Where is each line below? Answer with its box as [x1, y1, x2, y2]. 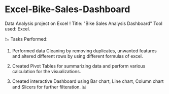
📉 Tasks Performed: [5, 36, 48, 42]
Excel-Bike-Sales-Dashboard [5, 4, 130, 15]
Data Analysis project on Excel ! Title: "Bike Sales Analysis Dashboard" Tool [5, 20, 163, 26]
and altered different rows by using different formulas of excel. [12, 53, 143, 59]
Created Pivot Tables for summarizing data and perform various [12, 62, 146, 69]
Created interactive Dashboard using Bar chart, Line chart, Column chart [12, 78, 164, 84]
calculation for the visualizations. [12, 68, 81, 74]
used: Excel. [5, 25, 30, 32]
